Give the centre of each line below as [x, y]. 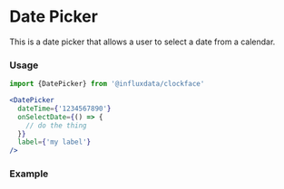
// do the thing [57, 125]
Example [29, 174]
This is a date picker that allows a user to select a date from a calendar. [142, 42]
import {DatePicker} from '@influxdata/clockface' [107, 84]
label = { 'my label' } [54, 142]
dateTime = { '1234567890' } [64, 109]
